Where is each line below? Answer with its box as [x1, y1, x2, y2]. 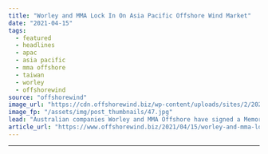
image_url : [8, 101, 45, 109]
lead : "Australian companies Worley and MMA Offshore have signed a [8, 116, 241, 124]
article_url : [8, 123, 52, 131]
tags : [8, 26, 26, 34]
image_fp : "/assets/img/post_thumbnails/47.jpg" [8, 109, 173, 116]
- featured [15, 34, 52, 42]
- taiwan [15, 71, 45, 79]
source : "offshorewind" [8, 93, 88, 101]
